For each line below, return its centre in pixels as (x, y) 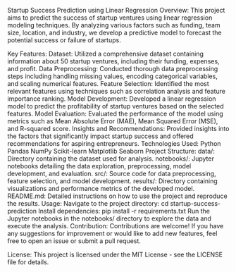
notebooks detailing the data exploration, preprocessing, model (99, 166)
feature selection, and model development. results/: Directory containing (113, 181)
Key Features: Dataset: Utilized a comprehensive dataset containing (106, 54)
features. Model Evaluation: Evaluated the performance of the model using (115, 113)
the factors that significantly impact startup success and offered (100, 136)
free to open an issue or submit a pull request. (74, 241)
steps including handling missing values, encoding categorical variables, (113, 76)
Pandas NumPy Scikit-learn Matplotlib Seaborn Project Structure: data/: (111, 151)
